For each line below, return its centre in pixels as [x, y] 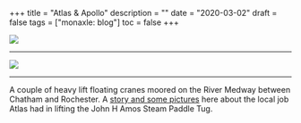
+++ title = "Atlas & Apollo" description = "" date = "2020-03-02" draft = [143, 13]
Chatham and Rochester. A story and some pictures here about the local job [149, 99]
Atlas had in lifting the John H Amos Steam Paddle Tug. [111, 109]
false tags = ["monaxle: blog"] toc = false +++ [94, 22]
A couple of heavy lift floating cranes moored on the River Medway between [150, 90]
